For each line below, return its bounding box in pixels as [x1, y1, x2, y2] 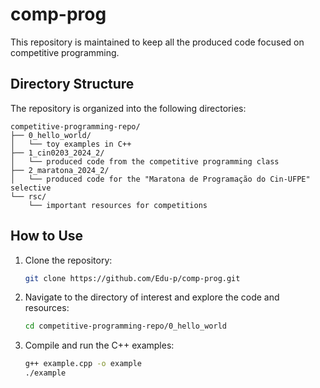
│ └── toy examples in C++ [10, 139, 132, 149]
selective [10, 183, 52, 193]
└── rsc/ [10, 191, 47, 202]
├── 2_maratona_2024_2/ [10, 165, 110, 175]
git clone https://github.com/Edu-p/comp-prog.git [24, 273, 241, 283]
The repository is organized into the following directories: [10, 102, 247, 114]
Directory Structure [10, 76, 135, 93]
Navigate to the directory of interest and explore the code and [24, 291, 280, 303]
